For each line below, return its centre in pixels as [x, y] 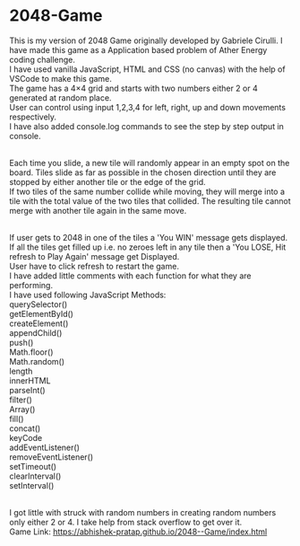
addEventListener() [45, 447]
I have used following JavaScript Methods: [88, 295]
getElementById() [42, 313]
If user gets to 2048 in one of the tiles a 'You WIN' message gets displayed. [149, 237]
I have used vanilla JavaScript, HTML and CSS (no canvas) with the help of [147, 69]
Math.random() [37, 361]
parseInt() [28, 390]
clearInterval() [35, 476]
